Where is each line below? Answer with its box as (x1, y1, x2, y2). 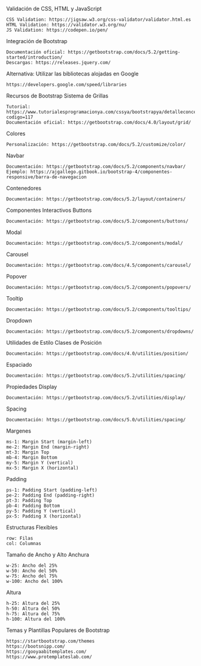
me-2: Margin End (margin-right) (6, 444, 90, 450)
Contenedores (6, 185, 42, 191)
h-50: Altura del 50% (6, 606, 60, 612)
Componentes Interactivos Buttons (6, 206, 92, 214)
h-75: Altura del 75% (6, 611, 60, 617)
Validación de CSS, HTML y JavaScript (6, 5, 102, 12)
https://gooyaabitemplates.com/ (6, 649, 87, 655)
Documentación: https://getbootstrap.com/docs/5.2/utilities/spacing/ (6, 373, 186, 379)
